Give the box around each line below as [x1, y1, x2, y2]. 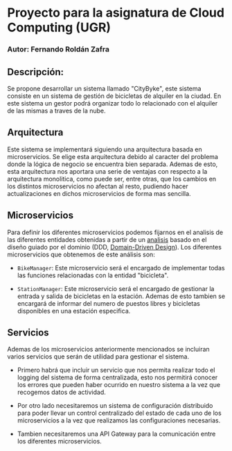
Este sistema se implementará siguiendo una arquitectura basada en [7, 145, 202, 154]
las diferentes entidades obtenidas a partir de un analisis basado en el [7, 235, 207, 244]
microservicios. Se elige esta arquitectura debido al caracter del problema [7, 152, 218, 161]
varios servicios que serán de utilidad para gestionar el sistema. [7, 352, 189, 361]
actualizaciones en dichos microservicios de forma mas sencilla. [7, 189, 192, 197]
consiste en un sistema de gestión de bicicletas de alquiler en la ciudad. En [7, 92, 222, 100]
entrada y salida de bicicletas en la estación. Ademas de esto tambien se [17, 292, 226, 300]
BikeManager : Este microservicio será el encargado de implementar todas [17, 263, 225, 272]
